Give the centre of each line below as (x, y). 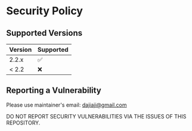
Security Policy (45, 11)
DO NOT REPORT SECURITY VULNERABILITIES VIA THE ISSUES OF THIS (96, 116)
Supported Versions (44, 33)
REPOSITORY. (23, 123)
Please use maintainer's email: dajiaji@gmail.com (66, 105)
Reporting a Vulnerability (54, 91)
